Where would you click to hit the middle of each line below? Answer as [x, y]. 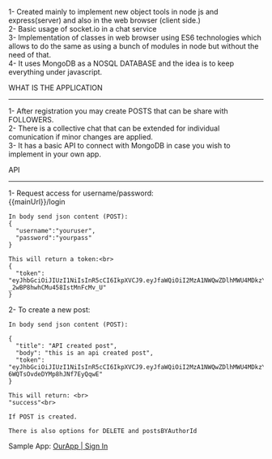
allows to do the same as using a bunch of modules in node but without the [134, 46]
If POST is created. [43, 417]
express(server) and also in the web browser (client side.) [104, 20]
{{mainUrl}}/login [37, 202]
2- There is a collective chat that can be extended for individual [114, 128]
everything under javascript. [55, 72]
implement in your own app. [55, 154]
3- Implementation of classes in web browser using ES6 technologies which [135, 37]
